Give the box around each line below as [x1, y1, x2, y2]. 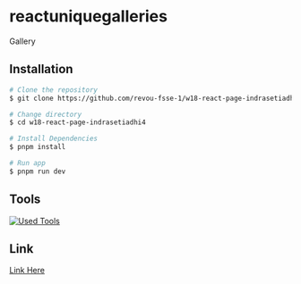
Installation [9, 62, 73, 77]
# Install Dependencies [9, 134, 99, 144]
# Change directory [9, 110, 82, 119]
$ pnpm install [9, 143, 66, 152]
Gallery [9, 36, 36, 46]
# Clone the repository [9, 85, 99, 95]
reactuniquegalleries [9, 6, 168, 27]
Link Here [9, 265, 45, 276]
